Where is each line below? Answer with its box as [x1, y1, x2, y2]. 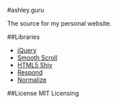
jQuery [17, 46, 37, 54]
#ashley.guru [7, 6, 45, 14]
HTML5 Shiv [17, 61, 53, 69]
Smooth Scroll [17, 53, 57, 62]
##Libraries [7, 33, 40, 41]
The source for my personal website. [7, 19, 112, 27]
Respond [17, 69, 43, 76]
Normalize [17, 76, 47, 84]
